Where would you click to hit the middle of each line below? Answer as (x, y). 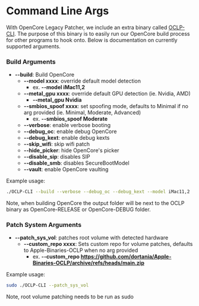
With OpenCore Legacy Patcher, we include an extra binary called (87, 27)
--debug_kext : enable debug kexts (67, 138)
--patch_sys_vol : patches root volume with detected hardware (91, 238)
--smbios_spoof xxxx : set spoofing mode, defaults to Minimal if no (106, 106)
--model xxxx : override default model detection (82, 81)
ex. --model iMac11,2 (59, 87)
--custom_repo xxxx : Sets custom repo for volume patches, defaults (108, 244)
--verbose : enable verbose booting (67, 125)
